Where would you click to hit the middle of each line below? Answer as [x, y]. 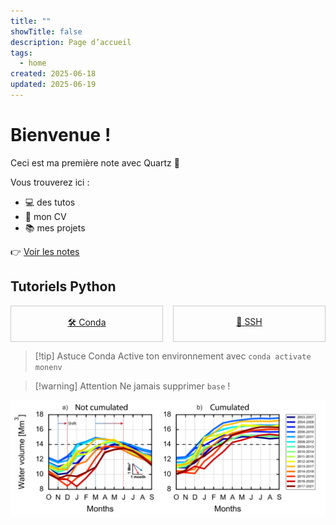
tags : [21, 53]
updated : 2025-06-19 [53, 85]
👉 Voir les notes [45, 251]
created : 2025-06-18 [53, 74]
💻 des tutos [50, 202]
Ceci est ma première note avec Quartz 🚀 [95, 162]
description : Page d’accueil [71, 42]
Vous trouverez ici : [50, 182]
